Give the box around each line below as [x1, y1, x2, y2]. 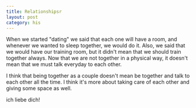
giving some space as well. [6, 85, 72, 92]
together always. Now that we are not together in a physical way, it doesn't [6, 54, 188, 62]
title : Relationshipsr [6, 8, 62, 15]
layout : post [6, 14, 38, 20]
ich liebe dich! [6, 96, 40, 103]
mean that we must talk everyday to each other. [6, 61, 122, 68]
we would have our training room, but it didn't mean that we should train [6, 48, 181, 55]
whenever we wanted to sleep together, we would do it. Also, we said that [6, 42, 185, 49]
